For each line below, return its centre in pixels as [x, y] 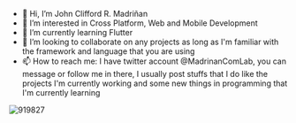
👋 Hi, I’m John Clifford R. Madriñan [85, 14]
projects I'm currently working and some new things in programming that [155, 83]
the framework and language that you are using [108, 51]
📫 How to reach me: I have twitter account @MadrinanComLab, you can [154, 61]
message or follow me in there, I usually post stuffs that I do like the [145, 74]
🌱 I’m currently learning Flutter [77, 32]
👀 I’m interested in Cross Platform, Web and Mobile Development [140, 23]
